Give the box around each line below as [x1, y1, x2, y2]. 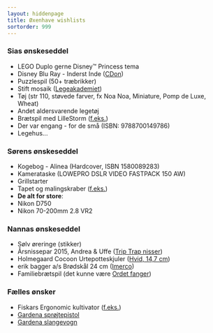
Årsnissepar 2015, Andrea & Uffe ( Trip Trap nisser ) [17, 247, 163, 256]
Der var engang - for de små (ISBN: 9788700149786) [17, 121, 170, 130]
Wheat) [17, 99, 39, 108]
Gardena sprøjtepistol [17, 310, 80, 318]
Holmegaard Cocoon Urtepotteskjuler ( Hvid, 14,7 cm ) [17, 255, 170, 263]
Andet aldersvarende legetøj [17, 106, 99, 115]
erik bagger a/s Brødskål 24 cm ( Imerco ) [17, 262, 135, 271]
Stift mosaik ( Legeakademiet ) [17, 84, 103, 93]
